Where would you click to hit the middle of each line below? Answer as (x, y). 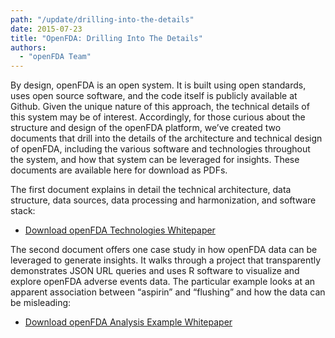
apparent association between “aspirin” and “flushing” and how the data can (168, 292)
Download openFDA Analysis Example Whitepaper (128, 322)
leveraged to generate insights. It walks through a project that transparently (166, 260)
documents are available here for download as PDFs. (119, 170)
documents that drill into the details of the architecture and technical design (166, 138)
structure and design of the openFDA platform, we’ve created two (146, 128)
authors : (28, 47)
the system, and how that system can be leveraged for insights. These (155, 160)
